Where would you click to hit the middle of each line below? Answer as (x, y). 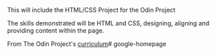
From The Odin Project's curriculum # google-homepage (87, 44)
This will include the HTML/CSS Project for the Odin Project (91, 10)
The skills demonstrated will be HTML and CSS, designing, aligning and (108, 23)
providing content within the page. (56, 31)
